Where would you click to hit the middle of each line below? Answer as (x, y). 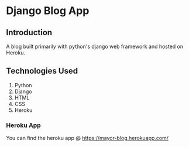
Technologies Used (42, 71)
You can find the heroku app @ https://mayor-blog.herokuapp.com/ (87, 138)
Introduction (29, 33)
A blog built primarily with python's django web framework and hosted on (95, 46)
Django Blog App (48, 11)
